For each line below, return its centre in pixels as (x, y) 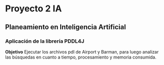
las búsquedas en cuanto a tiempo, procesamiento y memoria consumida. (81, 57)
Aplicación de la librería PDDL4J (45, 41)
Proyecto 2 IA (34, 9)
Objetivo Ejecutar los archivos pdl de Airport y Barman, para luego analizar (82, 52)
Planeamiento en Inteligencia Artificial (66, 27)
